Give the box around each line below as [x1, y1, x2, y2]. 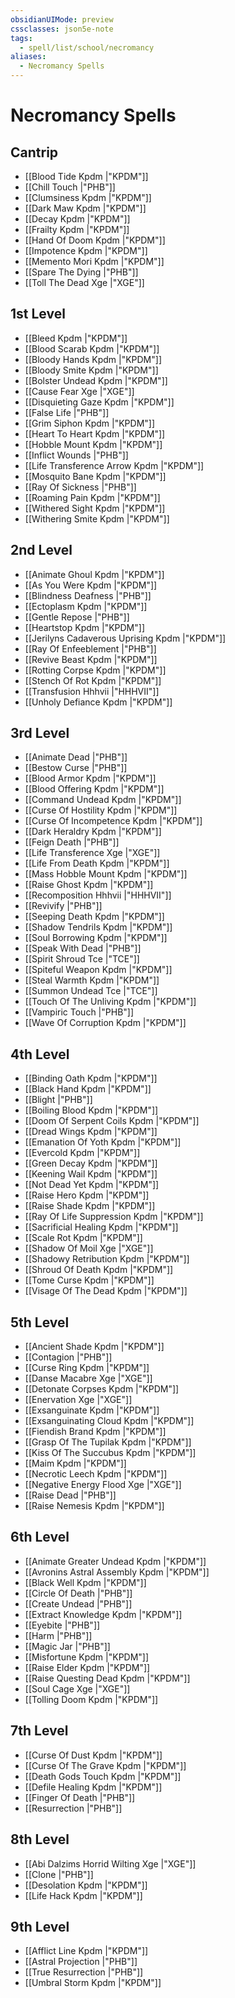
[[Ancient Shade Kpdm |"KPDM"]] [24, 1341, 165, 1353]
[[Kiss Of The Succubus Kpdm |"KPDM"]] [24, 1447, 197, 1459]
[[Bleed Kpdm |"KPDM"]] [24, 332, 128, 344]
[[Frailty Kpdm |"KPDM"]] [24, 224, 130, 235]
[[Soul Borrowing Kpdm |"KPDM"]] [24, 932, 168, 944]
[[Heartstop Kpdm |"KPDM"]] [24, 621, 146, 633]
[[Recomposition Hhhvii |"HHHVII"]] [24, 889, 172, 901]
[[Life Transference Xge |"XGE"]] [24, 847, 161, 859]
